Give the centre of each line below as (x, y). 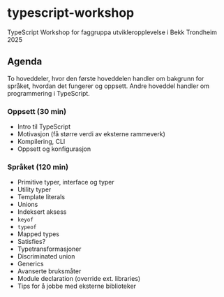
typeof (27, 227)
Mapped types (38, 234)
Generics (30, 264)
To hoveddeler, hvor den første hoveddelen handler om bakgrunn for (106, 78)
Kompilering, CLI (41, 142)
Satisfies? (31, 242)
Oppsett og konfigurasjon (54, 149)
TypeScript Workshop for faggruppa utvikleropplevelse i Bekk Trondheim (112, 32)
